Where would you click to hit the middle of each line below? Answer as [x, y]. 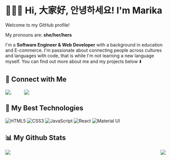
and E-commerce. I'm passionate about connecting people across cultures [83, 50]
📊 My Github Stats [36, 138]
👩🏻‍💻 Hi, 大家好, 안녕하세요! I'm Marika [84, 10]
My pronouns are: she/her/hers [39, 35]
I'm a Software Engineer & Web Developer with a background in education [84, 44]
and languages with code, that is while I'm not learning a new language [80, 55]
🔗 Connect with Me [36, 79]
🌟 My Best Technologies [45, 108]
